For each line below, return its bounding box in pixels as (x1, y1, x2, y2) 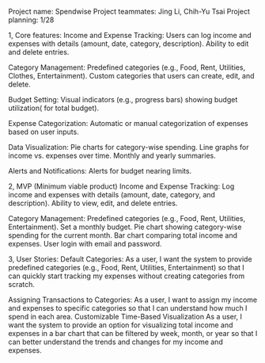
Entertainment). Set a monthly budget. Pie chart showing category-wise (8, 222, 242, 231)
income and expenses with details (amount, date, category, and (8, 190, 216, 199)
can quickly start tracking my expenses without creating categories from (8, 271, 245, 281)
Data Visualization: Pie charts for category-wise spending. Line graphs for (8, 143, 249, 151)
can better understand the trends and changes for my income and (8, 337, 223, 346)
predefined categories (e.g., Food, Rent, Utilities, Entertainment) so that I (8, 263, 245, 272)
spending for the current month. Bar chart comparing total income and (8, 231, 237, 240)
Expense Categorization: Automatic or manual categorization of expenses (8, 119, 248, 128)
